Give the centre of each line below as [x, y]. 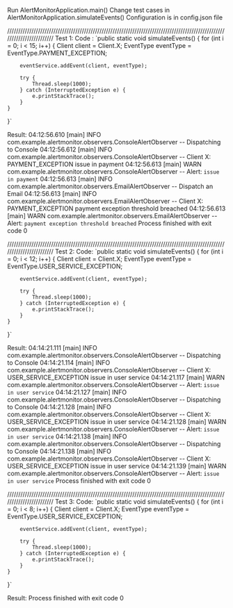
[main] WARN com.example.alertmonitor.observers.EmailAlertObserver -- [112, 216]
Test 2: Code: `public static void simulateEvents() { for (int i [139, 252]
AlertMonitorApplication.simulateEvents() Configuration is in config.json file [115, 17]
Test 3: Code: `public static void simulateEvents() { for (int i [139, 502]
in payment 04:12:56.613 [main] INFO [60, 179]
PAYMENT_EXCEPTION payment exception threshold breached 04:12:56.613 [116, 208]
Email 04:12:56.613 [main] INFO [52, 194]
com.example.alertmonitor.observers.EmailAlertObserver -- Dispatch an [110, 186]
